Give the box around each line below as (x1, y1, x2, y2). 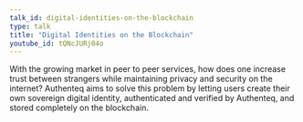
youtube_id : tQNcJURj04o (9, 38, 104, 48)
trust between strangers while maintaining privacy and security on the (9, 74, 273, 85)
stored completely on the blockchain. (9, 102, 149, 114)
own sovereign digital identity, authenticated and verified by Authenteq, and (9, 93, 295, 104)
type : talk (9, 22, 51, 31)
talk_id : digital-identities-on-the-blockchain (9, 13, 194, 23)
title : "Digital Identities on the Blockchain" (9, 30, 194, 39)
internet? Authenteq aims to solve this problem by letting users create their (9, 83, 290, 94)
